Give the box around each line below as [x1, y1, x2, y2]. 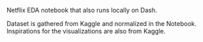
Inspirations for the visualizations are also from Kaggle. [6, 27, 166, 35]
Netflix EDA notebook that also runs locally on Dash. [6, 6, 157, 14]
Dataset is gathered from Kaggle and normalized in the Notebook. [6, 20, 197, 27]
